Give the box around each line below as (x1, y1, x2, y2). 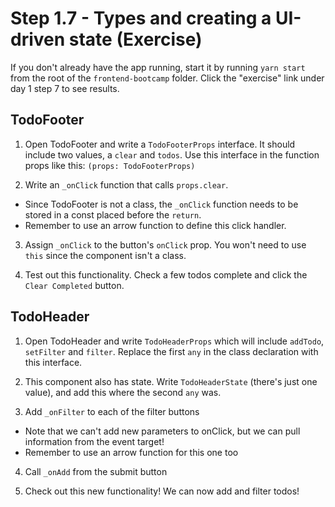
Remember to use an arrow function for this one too (24, 446, 239, 458)
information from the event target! (24, 435, 165, 447)
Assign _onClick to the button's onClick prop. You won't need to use (24, 238, 307, 251)
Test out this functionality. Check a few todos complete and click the (24, 268, 308, 281)
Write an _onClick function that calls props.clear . (24, 178, 229, 191)
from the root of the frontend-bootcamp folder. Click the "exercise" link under (10, 72, 325, 84)
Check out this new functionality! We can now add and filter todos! (24, 485, 300, 497)
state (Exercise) (68, 28, 203, 51)
